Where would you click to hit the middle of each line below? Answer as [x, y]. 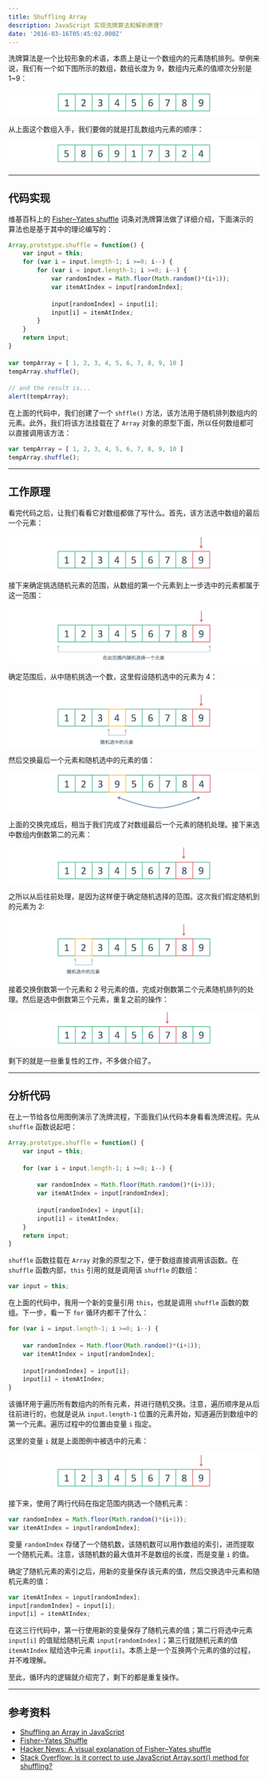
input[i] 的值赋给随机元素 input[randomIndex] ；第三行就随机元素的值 [123, 1640]
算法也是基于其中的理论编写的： [61, 229]
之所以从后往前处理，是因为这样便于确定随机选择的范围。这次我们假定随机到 [134, 896]
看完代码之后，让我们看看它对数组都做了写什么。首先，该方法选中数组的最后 [134, 512]
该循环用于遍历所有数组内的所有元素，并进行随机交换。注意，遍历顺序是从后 [134, 1404]
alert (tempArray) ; [39, 397]
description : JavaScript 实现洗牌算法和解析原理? [86, 25]
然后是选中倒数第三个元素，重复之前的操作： [95, 999]
